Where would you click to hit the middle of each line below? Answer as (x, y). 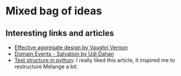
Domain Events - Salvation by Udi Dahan (64, 54)
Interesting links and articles (60, 33)
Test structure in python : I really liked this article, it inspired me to (95, 60)
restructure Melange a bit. (46, 66)
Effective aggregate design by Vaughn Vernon (71, 47)
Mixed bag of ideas (54, 11)
